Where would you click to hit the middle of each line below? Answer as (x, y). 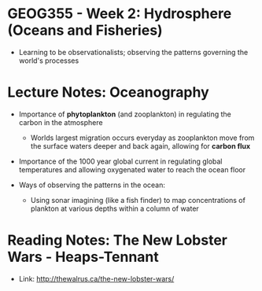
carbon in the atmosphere (61, 122)
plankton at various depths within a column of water (115, 208)
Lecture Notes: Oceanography (108, 92)
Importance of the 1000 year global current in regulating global (120, 161)
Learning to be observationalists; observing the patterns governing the (133, 52)
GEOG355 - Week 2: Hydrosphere (120, 14)
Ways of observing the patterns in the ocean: (92, 185)
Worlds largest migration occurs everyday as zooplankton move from (142, 138)
